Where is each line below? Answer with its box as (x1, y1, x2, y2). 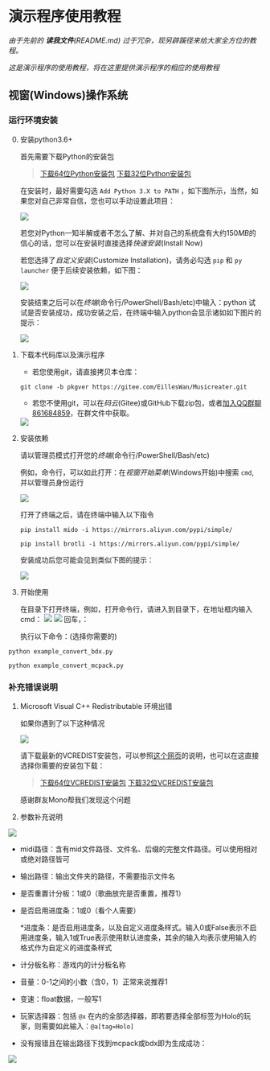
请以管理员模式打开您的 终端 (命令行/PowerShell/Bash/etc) (19, 450, 211, 459)
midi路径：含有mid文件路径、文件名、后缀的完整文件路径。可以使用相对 (19, 844, 258, 854)
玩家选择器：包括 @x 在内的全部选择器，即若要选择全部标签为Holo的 (19, 1011, 244, 1020)
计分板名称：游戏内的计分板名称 (19, 959, 126, 970)
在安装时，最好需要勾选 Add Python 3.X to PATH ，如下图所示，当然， (19, 186, 252, 196)
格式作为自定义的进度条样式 (19, 942, 112, 952)
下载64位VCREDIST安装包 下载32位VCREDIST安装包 (39, 777, 214, 787)
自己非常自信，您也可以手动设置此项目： (41, 196, 175, 205)
